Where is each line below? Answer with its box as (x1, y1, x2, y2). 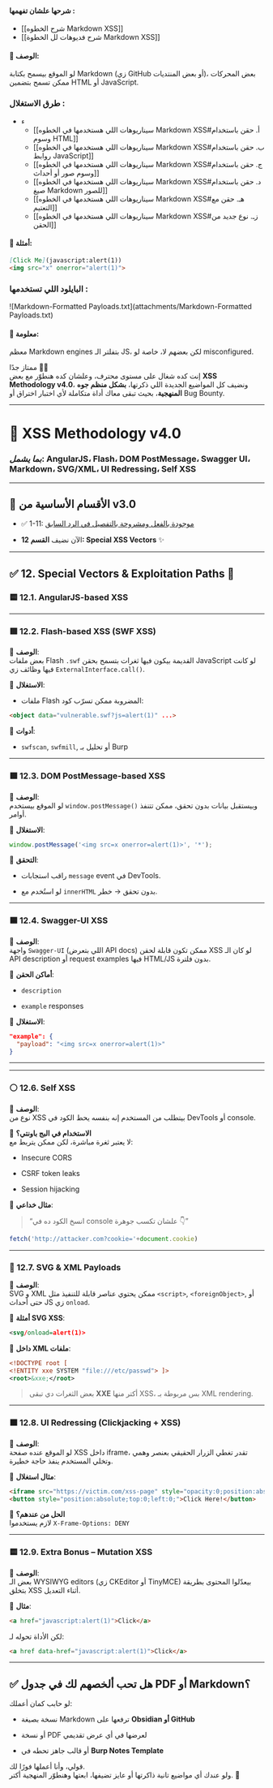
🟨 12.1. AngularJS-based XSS (9, 592, 129, 603)
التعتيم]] (32, 202, 58, 212)
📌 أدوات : (9, 726, 36, 736)
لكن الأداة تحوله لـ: (9, 1631, 65, 1641)
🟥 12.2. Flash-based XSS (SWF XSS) (9, 626, 156, 637)
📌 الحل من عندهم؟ (9, 1510, 66, 1519)
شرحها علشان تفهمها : (9, 6, 75, 15)
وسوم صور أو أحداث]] (32, 168, 100, 178)
